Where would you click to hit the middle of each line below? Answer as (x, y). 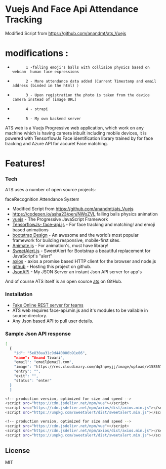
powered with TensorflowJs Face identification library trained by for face (79, 138)
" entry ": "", (27, 372)
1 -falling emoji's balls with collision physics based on (87, 67)
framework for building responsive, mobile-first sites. (66, 240)
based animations (30, 230)
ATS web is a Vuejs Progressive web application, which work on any (75, 128)
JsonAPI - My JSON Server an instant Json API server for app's (77, 272)
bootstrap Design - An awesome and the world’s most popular (76, 235)
